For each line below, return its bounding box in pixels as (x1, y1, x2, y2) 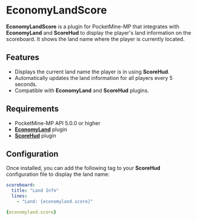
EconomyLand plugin (14, 126, 68, 133)
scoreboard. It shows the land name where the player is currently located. (6, 35, 185, 42)
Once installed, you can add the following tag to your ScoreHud (6, 165, 161, 172)
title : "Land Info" (11, 187, 59, 194)
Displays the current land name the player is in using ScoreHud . (14, 68, 170, 75)
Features (6, 52, 39, 62)
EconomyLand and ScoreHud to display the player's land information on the (6, 29, 191, 36)
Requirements (6, 104, 59, 114)
